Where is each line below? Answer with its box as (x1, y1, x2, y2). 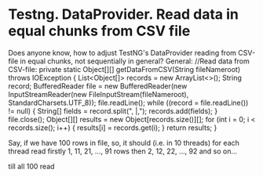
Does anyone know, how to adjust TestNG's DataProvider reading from (8, 48, 237, 57)
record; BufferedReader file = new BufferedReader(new (8, 81, 188, 91)
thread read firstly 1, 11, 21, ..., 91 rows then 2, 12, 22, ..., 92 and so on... (8, 146, 238, 156)
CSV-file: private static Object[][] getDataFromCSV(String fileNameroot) (8, 64, 241, 74)
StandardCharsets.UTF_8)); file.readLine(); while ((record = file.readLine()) (8, 98, 249, 107)
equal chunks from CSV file (8, 22, 191, 40)
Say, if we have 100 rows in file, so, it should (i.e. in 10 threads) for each (8, 138, 239, 147)
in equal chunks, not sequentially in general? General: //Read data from (20, 56, 250, 66)
